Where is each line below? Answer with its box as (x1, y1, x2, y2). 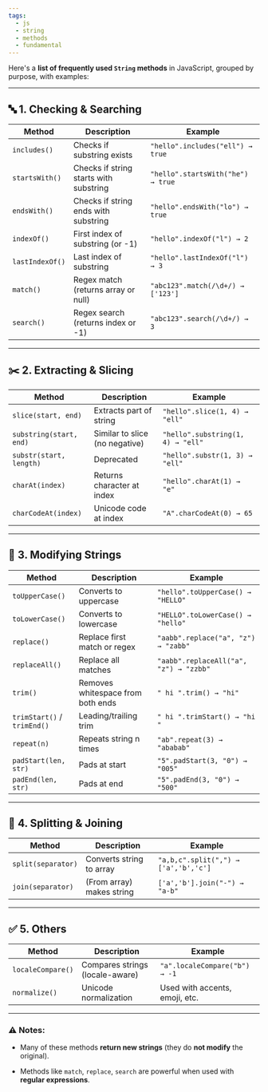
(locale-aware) (81, 969, 139, 980)
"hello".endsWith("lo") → (150, 202, 249, 212)
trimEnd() (12, 721, 49, 730)
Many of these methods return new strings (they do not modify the (19, 1043, 243, 1052)
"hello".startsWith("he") (150, 169, 249, 178)
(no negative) (93, 437, 145, 449)
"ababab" (156, 743, 191, 752)
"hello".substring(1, (162, 429, 245, 439)
